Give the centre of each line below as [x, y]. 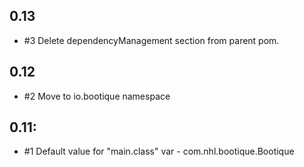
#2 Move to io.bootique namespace [97, 96]
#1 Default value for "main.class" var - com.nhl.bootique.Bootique [159, 151]
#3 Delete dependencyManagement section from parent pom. [151, 40]
